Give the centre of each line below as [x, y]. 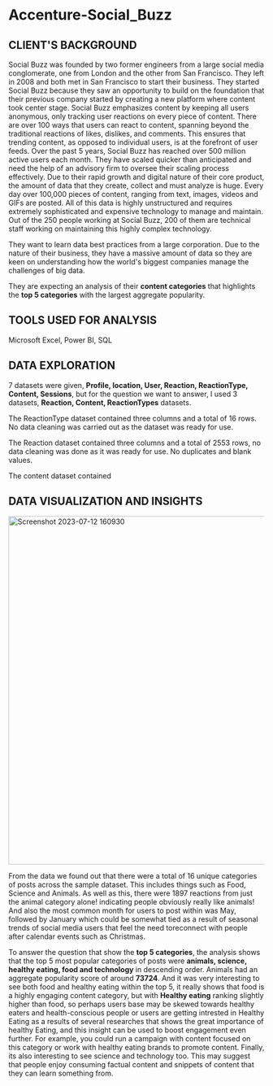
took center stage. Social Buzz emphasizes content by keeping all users [129, 108]
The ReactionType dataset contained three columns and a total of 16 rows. [133, 418]
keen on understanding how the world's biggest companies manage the [129, 262]
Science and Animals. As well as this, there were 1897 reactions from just [131, 893]
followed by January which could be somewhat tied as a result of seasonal [133, 919]
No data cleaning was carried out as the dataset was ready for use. [121, 427]
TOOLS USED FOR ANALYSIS [82, 320]
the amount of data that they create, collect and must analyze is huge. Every [136, 185]
